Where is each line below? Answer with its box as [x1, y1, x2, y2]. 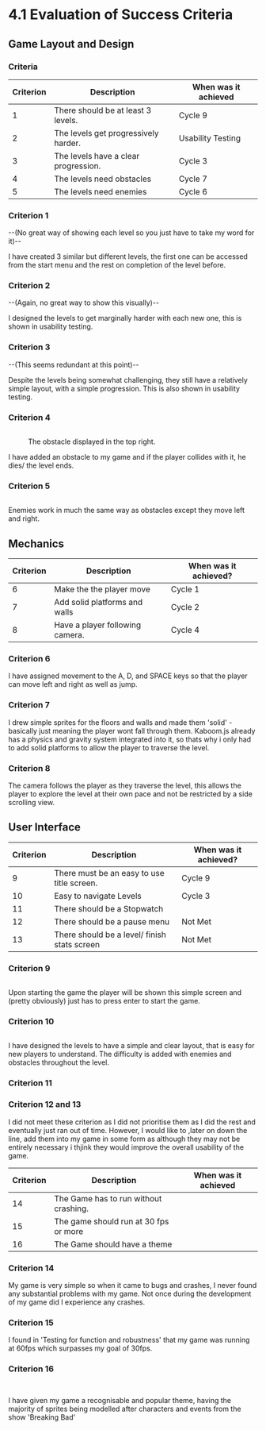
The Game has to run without [54, 1193, 162, 1204]
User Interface [8, 820, 82, 834]
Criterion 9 [8, 962, 51, 973]
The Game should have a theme [54, 1239, 173, 1250]
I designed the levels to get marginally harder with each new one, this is [8, 314, 242, 323]
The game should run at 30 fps [54, 1216, 169, 1227]
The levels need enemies [54, 186, 147, 197]
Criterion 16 [8, 1363, 54, 1374]
